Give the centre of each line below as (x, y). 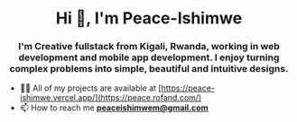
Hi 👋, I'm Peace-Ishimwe (149, 18)
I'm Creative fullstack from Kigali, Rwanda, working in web (149, 47)
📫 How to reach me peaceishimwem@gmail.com (114, 108)
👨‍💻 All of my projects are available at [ (90, 88)
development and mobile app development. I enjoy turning (149, 57)
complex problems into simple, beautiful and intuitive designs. (149, 69)
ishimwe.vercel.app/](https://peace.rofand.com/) (111, 98)
